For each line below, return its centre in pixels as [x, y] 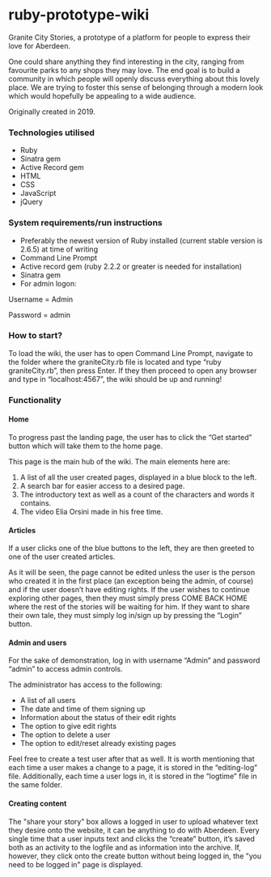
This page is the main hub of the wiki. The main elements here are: [119, 461]
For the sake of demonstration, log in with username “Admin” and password [134, 660]
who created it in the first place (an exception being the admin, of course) [131, 581]
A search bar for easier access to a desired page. [102, 485]
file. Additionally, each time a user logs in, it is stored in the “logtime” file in [133, 776]
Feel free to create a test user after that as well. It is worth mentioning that [131, 759]
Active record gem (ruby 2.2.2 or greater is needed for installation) [131, 266]
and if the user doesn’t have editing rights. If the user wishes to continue [129, 590]
